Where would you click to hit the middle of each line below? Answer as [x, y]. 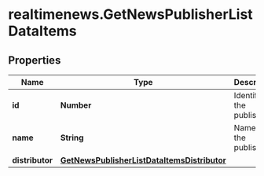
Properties [35, 60]
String [72, 137]
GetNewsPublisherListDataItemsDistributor [143, 160]
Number [76, 105]
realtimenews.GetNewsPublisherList [130, 15]
